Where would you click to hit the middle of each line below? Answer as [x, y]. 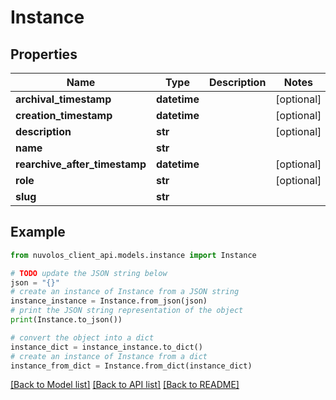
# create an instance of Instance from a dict [109, 356]
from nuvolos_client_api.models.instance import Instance [133, 255]
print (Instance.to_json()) [66, 320]
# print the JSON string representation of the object [127, 311]
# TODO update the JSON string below [89, 273]
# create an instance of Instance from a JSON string [125, 292]
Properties [44, 54]
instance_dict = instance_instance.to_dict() [106, 347]
